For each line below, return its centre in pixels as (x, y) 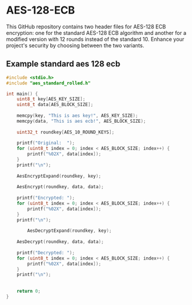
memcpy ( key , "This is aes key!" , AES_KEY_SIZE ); (77, 116)
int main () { (22, 94)
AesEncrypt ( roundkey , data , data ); (60, 187)
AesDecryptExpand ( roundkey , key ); (69, 231)
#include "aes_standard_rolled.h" (49, 83)
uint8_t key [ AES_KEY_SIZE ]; (51, 99)
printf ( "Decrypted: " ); (46, 252)
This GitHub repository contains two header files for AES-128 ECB (86, 27)
